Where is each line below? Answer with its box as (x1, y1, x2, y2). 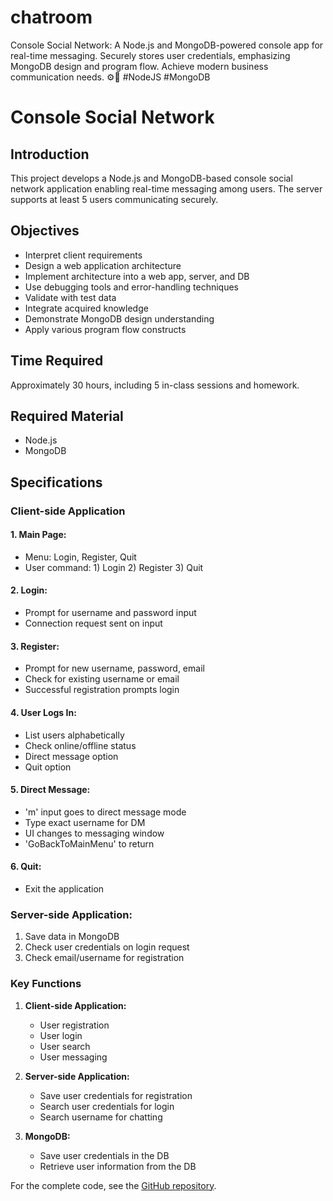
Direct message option (24, 750, 119, 762)
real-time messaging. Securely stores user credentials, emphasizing (10, 49, 291, 61)
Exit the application (24, 882, 105, 895)
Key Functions (10, 977, 82, 991)
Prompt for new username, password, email (24, 662, 205, 675)
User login (39, 1029, 83, 1041)
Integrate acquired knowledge (24, 302, 149, 314)
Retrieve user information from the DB (39, 1160, 197, 1172)
